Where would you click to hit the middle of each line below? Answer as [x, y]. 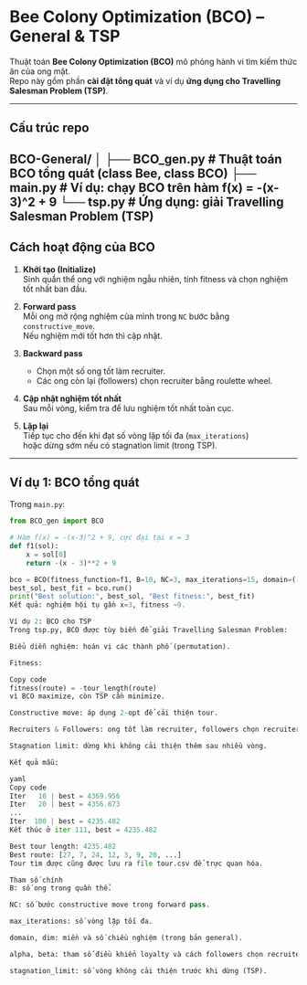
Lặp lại [35, 426]
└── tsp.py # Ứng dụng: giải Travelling [172, 201]
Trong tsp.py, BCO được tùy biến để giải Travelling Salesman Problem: [148, 630]
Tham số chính [37, 880]
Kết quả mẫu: [34, 762]
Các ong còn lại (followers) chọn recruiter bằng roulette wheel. [154, 380]
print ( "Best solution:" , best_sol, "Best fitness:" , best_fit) [132, 597]
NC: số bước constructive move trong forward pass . [110, 905]
